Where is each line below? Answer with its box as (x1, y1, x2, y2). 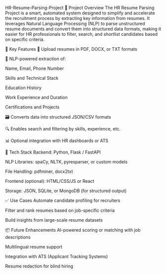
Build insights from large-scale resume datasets (5, 217, 103, 223)
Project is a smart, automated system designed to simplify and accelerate (5, 10, 155, 16)
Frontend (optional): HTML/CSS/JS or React (5, 178, 95, 184)
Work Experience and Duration (5, 95, 68, 100)
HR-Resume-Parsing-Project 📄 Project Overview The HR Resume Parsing (5, 5, 155, 10)
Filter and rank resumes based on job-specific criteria (5, 207, 115, 213)
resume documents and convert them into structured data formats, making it (5, 26, 161, 32)
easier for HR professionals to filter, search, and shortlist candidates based (5, 31, 158, 37)
